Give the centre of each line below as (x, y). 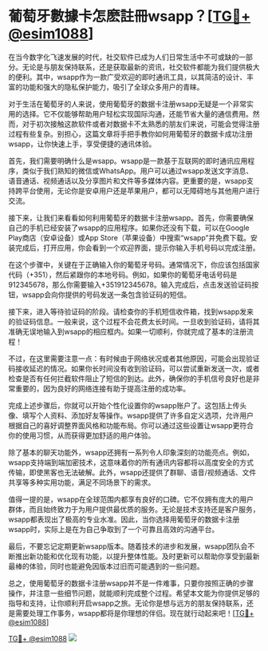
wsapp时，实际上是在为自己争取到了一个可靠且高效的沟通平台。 (114, 529)
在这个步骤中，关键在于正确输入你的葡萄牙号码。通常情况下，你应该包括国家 (134, 264)
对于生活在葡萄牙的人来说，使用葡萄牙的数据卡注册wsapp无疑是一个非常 (128, 104)
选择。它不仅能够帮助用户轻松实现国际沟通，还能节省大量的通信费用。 (137, 113)
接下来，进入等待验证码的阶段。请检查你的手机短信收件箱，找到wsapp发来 (131, 312)
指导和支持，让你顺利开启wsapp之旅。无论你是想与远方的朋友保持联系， (128, 603)
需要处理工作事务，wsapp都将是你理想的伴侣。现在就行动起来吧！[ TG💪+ (134, 613)
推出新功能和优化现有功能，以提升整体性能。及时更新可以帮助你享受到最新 (137, 556)
